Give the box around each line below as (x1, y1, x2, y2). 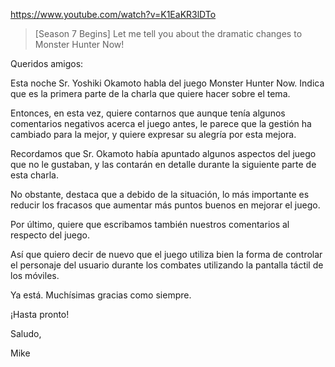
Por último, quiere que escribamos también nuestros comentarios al (10, 219, 290, 230)
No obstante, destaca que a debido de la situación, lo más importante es (10, 189, 310, 200)
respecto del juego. (10, 229, 91, 241)
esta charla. (10, 169, 59, 181)
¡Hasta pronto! (10, 309, 70, 320)
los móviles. (10, 270, 60, 281)
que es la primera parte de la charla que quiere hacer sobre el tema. (10, 88, 291, 99)
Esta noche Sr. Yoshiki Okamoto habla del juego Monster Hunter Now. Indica (10, 77, 325, 89)
